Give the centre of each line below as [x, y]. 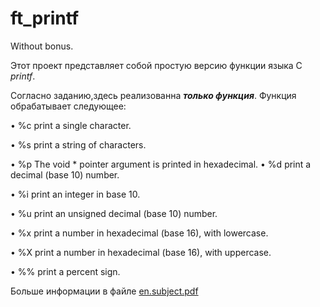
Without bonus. [42, 46]
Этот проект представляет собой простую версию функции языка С [156, 65]
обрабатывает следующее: [68, 106]
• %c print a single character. [71, 125]
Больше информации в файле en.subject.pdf [104, 291]
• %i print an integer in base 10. [75, 194]
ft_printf [45, 18]
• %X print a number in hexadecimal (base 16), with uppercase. [141, 252]
